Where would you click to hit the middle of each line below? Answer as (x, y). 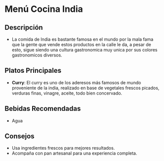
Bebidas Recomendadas (43, 109)
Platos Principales (33, 71)
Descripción (24, 27)
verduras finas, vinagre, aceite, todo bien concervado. (67, 93)
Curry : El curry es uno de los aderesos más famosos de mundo (76, 82)
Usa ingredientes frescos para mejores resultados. (63, 148)
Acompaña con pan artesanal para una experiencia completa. (74, 153)
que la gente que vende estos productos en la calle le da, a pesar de (81, 45)
